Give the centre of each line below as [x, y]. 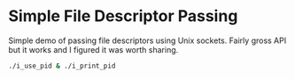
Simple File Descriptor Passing [123, 16]
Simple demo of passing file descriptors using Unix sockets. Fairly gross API [147, 40]
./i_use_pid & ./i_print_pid [62, 66]
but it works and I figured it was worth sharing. [93, 49]
